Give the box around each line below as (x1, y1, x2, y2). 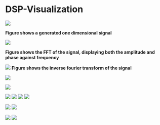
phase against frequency (5, 54, 59, 60)
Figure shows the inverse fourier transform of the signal (11, 65, 132, 71)
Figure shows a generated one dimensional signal (5, 29, 112, 36)
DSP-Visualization (5, 4, 84, 15)
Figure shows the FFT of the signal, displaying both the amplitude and (5, 49, 155, 55)
